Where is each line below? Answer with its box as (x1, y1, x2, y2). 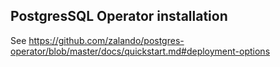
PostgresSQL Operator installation (10, 8, 228, 25)
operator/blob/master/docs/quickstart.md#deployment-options (10, 45, 271, 57)
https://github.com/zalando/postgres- (28, 34, 185, 46)
